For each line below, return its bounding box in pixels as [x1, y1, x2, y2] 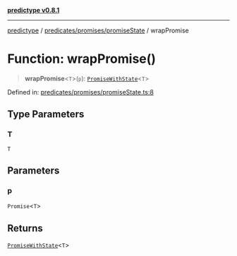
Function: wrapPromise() [7, 51, 157, 67]
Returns [7, 222, 44, 234]
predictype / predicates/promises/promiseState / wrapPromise [7, 26, 189, 35]
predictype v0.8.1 [7, 6, 60, 14]
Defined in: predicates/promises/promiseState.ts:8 [7, 87, 154, 96]
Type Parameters [7, 109, 85, 121]
